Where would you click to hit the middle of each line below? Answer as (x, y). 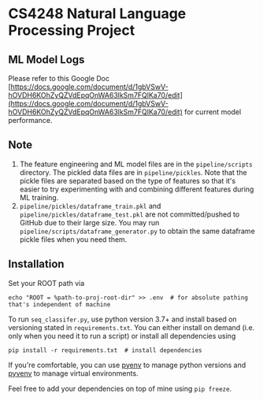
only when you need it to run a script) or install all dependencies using (122, 336)
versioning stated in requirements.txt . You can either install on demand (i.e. (131, 327)
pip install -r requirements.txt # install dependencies (105, 350)
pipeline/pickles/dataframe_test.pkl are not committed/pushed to (130, 214)
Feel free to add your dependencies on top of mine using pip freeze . (120, 388)
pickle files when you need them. (73, 239)
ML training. (39, 197)
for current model (213, 112)
